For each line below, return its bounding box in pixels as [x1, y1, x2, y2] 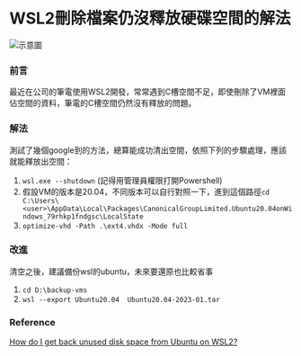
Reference [9, 316, 56, 328]
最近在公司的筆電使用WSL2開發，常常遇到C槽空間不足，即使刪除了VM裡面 [9, 86, 286, 97]
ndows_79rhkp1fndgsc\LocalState [22, 212, 144, 221]
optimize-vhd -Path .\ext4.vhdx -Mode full [22, 221, 189, 230]
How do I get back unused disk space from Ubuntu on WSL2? [9, 336, 238, 347]
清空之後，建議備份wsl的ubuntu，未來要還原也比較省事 [9, 266, 214, 277]
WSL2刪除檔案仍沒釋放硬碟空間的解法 [9, 8, 291, 29]
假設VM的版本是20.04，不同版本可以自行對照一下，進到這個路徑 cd [22, 186, 270, 197]
